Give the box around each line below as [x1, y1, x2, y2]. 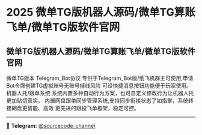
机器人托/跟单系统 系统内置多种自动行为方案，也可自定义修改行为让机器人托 [6, 89, 194, 97]
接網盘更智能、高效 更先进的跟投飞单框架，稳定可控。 [6, 104, 139, 112]
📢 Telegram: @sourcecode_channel [6, 122, 96, 129]
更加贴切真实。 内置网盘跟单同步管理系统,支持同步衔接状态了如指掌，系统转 [6, 97, 194, 104]
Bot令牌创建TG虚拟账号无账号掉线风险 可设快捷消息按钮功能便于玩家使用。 [6, 82, 192, 89]
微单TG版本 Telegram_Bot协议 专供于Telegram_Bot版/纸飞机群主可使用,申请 [6, 74, 194, 82]
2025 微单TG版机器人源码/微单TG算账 [6, 5, 195, 19]
